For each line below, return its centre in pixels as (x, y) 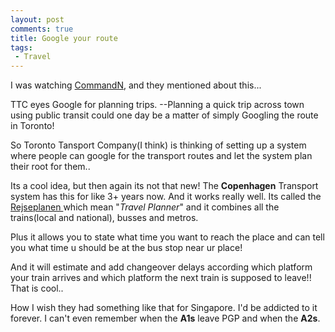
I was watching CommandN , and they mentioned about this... (136, 85)
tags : (21, 47)
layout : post (37, 19)
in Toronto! (32, 126)
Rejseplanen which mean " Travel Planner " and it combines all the (145, 207)
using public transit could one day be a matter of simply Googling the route (164, 115)
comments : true (42, 29)
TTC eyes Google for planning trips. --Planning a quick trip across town (157, 105)
